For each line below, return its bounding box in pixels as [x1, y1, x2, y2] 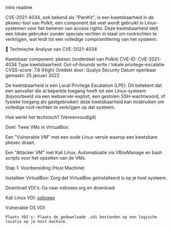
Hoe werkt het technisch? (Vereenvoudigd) [5, 114, 97, 120]
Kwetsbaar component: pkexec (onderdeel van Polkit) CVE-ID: [5, 56, 137, 62]
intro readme [5, 5, 32, 10]
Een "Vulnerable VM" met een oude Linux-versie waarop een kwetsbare [5, 134, 158, 140]
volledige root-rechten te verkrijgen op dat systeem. [5, 104, 116, 110]
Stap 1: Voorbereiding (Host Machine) [5, 165, 85, 171]
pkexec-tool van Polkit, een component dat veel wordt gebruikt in [5, 20, 144, 26]
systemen [5, 25, 26, 31]
